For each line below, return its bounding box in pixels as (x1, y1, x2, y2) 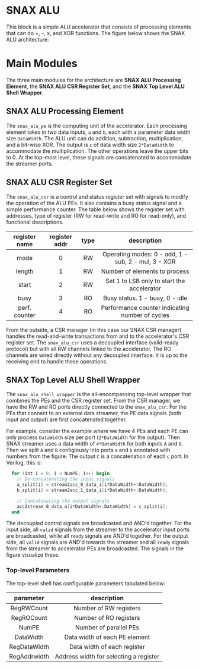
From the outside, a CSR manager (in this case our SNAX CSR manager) (6, 326, 182, 333)
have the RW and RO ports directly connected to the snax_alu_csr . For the (6, 403, 187, 410)
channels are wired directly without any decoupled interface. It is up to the (6, 352, 188, 359)
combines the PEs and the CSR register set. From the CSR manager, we (6, 397, 181, 404)
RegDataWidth (9, 642, 49, 651)
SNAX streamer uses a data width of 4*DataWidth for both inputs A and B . (6, 440, 184, 447)
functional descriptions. (6, 218, 64, 225)
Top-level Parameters (6, 566, 70, 575)
